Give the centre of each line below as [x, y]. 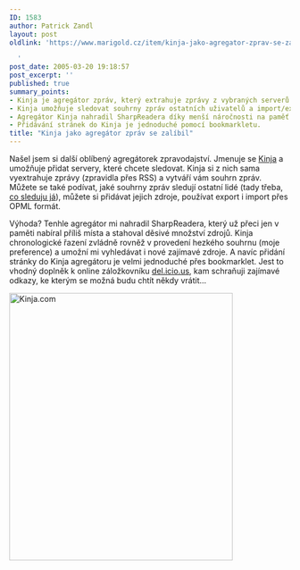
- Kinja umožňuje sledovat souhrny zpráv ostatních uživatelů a [131, 108]
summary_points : [39, 92]
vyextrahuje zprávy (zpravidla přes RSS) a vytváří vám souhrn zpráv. [135, 178]
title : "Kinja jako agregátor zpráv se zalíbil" [101, 134]
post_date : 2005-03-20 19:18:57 [69, 67]
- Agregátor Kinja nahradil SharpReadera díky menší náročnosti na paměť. [151, 117]
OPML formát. [35, 206]
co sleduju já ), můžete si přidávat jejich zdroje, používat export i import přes [149, 197]
